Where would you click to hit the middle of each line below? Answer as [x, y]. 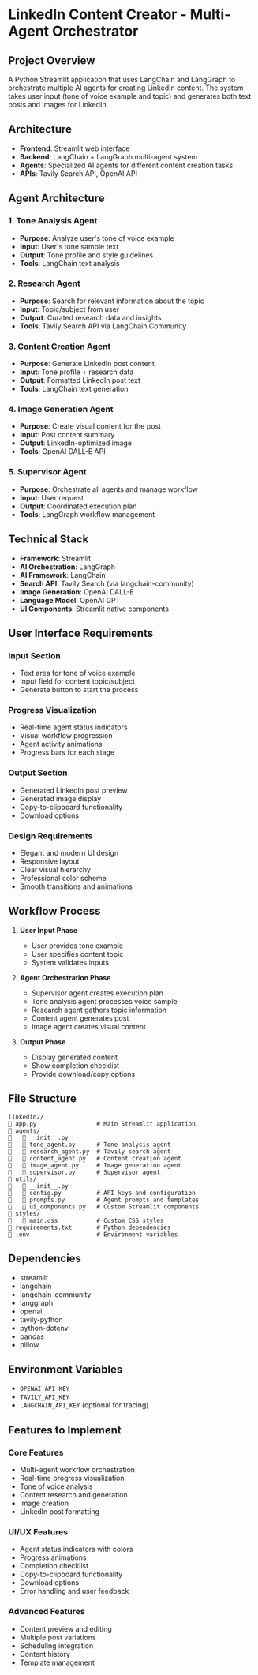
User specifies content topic [77, 954]
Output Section [38, 773]
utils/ [22, 1179]
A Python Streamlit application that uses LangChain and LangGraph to [122, 79]
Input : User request [52, 497]
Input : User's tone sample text [69, 246]
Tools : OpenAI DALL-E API [62, 452]
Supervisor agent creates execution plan [97, 993]
